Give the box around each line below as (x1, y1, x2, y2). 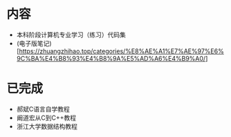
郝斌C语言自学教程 (16, 104, 71, 113)
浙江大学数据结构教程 (16, 122, 77, 130)
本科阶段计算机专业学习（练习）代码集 (16, 30, 126, 39)
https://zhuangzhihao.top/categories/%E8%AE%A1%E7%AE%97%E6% (19, 46, 224, 55)
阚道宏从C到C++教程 (16, 113, 77, 122)
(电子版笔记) (16, 39, 53, 47)
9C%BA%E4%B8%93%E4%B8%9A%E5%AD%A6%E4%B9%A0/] (16, 54, 208, 62)
